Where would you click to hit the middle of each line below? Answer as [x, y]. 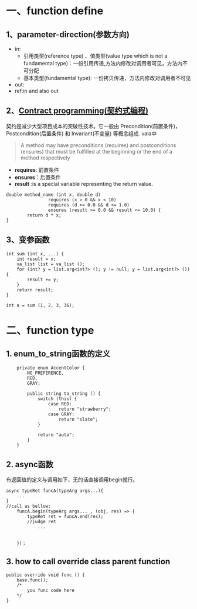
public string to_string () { [64, 394]
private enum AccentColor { [51, 368]
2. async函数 [30, 465]
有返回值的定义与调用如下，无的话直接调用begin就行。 [72, 480]
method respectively [45, 158]
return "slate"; [78, 419]
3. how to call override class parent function [88, 561]
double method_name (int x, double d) [53, 194]
